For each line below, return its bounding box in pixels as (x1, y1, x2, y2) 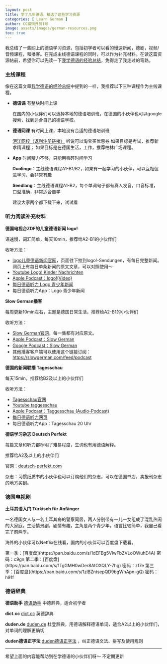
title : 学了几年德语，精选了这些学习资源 (5, 12, 81, 17)
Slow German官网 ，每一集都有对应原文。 (12, 330, 97, 336)
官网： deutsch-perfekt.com (5, 463, 62, 469)
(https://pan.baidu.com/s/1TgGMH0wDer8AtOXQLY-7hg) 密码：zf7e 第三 (5, 562, 154, 568)
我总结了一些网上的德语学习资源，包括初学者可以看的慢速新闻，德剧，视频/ (5, 45, 160, 50)
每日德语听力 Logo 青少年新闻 (12, 281, 74, 287)
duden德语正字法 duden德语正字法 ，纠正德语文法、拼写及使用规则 (5, 638, 143, 644)
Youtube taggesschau (12, 402, 58, 408)
